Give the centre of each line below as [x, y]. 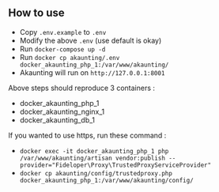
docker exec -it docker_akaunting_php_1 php [94, 151]
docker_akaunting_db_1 [57, 120]
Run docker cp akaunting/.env [70, 57]
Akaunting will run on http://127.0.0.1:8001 [92, 72]
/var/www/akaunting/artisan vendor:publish [93, 158]
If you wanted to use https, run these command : [87, 135]
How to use [36, 13]
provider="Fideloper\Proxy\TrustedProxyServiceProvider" [115, 165]
